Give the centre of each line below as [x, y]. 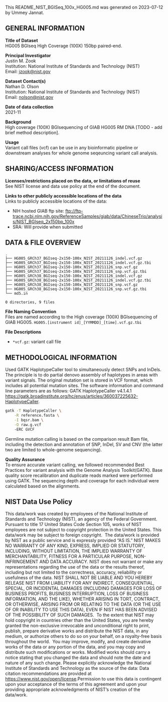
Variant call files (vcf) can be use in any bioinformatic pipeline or [72, 147]
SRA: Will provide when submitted [47, 227]
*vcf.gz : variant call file [37, 342]
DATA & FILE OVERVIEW [43, 243]
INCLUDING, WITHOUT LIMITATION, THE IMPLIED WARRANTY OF [74, 551]
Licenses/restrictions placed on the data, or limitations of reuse [73, 181]
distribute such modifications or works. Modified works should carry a [78, 652]
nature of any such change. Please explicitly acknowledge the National [78, 663]
